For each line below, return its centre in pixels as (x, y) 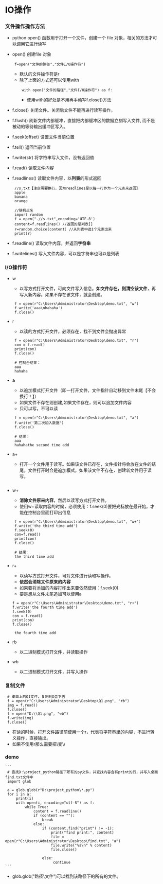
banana (21, 197)
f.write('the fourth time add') (45, 607)
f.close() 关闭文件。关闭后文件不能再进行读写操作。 (63, 110)
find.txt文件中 (19, 778)
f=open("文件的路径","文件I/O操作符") (50, 64)
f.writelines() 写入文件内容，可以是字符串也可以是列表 (66, 254)
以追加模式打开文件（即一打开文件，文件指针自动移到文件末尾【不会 (88, 390)
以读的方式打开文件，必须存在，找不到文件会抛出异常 (73, 331)
